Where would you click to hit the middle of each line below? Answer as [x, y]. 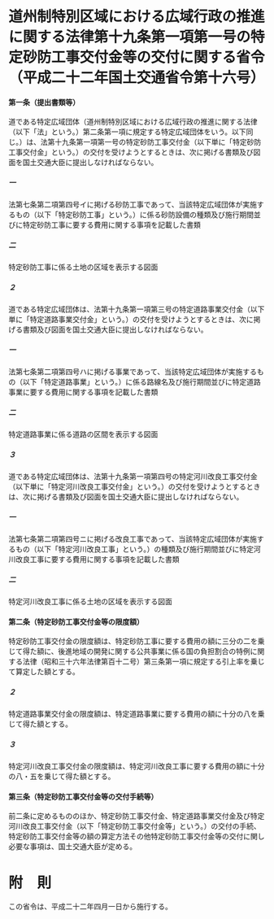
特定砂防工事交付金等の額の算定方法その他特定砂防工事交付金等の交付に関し [137, 836]
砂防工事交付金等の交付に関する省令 [144, 57]
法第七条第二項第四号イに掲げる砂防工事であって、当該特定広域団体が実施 [133, 205]
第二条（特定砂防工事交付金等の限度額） [76, 621]
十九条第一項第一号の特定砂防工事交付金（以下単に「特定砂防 [158, 142]
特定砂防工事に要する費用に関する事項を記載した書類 [111, 225]
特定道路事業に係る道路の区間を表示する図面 [83, 434]
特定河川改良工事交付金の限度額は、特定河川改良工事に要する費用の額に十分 [137, 766]
